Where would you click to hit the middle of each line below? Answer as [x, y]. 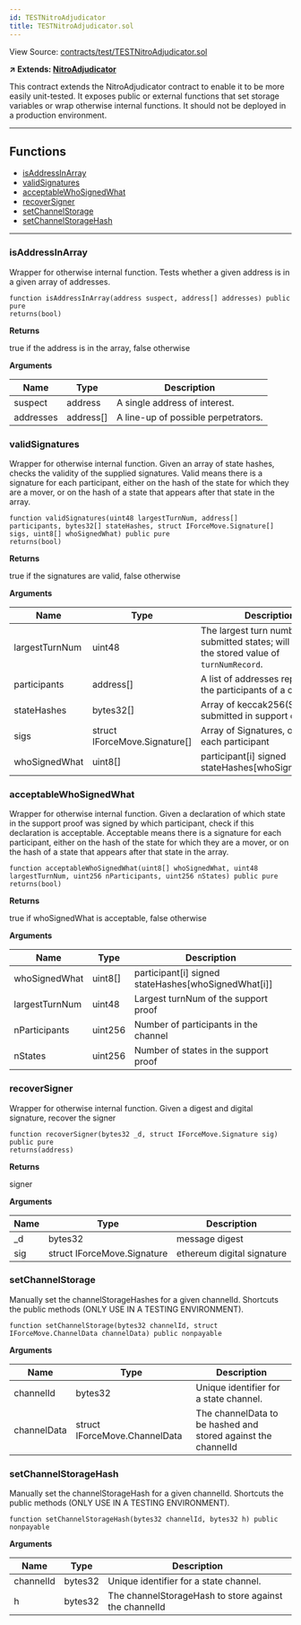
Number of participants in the [196, 1024]
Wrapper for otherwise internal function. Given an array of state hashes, [142, 463]
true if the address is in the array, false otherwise [100, 347]
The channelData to [237, 1413]
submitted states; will [245, 641]
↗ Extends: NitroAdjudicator [63, 69]
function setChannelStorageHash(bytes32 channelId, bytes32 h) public [144, 1520]
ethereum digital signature [231, 1253]
